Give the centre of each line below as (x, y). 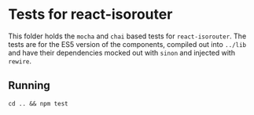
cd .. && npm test (38, 103)
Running (29, 86)
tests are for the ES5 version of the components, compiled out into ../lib (127, 44)
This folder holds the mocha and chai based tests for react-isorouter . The (127, 36)
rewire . (20, 61)
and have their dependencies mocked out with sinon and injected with (122, 52)
